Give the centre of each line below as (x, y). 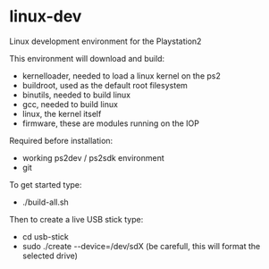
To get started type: (46, 184)
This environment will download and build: (87, 58)
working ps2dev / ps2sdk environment (93, 157)
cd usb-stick (46, 236)
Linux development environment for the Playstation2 (105, 41)
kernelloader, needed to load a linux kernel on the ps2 (121, 76)
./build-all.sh (45, 202)
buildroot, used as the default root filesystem (105, 85)
